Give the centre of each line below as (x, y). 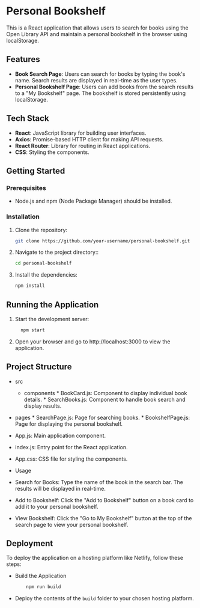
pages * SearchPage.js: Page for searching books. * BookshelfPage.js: (102, 417)
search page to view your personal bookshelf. (71, 524)
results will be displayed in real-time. (60, 488)
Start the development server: (52, 319)
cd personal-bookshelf (43, 263)
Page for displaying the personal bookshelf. (69, 424)
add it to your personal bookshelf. (56, 506)
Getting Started (36, 170)
